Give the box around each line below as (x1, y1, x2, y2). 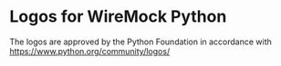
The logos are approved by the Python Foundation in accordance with (9, 36, 272, 47)
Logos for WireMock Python (9, 6, 227, 27)
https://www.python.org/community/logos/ (9, 45, 171, 56)
